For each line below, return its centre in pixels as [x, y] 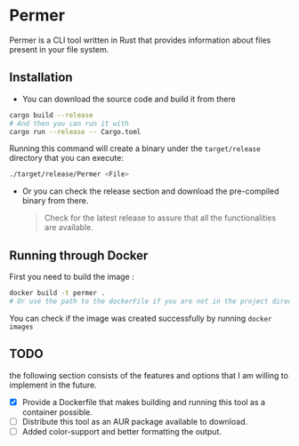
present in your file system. [59, 49]
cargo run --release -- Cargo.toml [75, 131]
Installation [41, 78]
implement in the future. [53, 385]
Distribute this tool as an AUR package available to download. [135, 421]
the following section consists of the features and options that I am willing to [149, 375]
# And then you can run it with [69, 123]
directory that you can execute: [67, 158]
